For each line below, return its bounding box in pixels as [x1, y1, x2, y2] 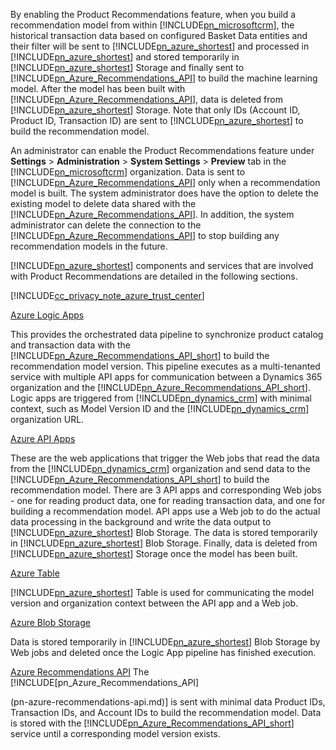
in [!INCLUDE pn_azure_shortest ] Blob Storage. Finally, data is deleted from [10, 537, 318, 549]
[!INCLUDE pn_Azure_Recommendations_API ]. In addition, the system [10, 209, 295, 220]
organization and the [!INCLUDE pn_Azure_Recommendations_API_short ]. [10, 382, 311, 393]
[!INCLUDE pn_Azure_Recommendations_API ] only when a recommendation [10, 177, 321, 188]
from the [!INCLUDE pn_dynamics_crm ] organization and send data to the [10, 463, 311, 474]
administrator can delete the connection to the [10, 219, 202, 231]
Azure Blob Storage [10, 617, 91, 628]
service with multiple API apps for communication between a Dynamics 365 [10, 371, 323, 383]
